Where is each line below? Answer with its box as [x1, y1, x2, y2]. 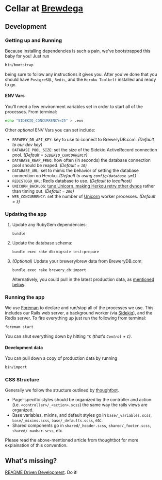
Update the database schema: [12, 240, 73, 246]
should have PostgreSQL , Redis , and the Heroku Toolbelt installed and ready [5, 76, 156, 82]
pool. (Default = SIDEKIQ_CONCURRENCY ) [12, 152, 88, 158]
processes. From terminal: [5, 109, 57, 114]
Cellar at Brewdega [5, 3, 83, 14]
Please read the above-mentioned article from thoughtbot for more [5, 437, 139, 443]
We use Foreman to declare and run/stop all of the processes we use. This [5, 305, 154, 311]
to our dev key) [12, 142, 43, 148]
